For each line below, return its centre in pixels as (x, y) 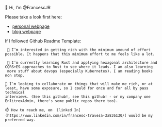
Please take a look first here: (33, 17)
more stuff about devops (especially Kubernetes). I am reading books (80, 71)
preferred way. (20, 120)
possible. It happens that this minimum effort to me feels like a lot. (80, 54)
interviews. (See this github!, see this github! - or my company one (78, 97)
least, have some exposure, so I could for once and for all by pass (77, 88)
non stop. (15, 75)
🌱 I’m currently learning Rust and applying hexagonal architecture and (82, 63)
